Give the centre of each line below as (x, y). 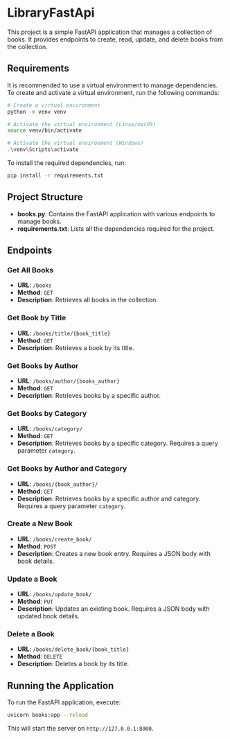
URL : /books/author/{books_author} (68, 381)
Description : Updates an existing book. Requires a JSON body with (113, 609)
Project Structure (45, 197)
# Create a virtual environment (54, 105)
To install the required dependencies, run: (67, 163)
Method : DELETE (40, 657)
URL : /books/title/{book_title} (64, 333)
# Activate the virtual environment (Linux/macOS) (82, 124)
